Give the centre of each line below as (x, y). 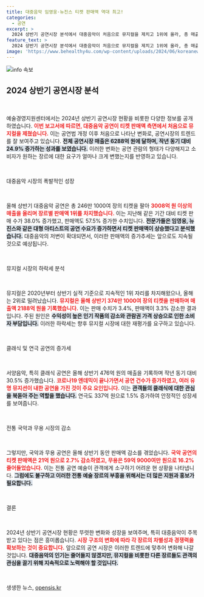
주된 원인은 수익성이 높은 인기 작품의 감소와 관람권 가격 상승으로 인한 (104, 316)
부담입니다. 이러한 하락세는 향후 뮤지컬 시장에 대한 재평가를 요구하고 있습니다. (104, 323)
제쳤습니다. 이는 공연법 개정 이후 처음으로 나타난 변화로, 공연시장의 (101, 133)
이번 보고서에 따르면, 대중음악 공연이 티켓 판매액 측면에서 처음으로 (110, 126)
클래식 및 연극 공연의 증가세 (39, 348)
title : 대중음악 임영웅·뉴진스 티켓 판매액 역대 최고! (65, 12)
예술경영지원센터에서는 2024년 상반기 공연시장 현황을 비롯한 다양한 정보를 (94, 118)
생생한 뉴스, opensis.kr (34, 587)
